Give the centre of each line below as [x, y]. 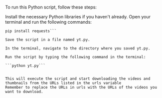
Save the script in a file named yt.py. [48, 40]
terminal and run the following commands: [49, 22]
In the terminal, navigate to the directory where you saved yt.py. [78, 49]
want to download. [24, 92]
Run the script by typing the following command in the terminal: [76, 57]
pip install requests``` [31, 31]
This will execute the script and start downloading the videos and [78, 79]
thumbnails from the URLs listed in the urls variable [63, 83]
